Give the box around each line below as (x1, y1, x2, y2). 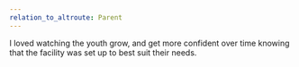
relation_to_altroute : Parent (9, 13, 123, 22)
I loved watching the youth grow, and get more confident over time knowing (9, 38, 290, 48)
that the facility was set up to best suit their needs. (9, 46, 197, 58)
